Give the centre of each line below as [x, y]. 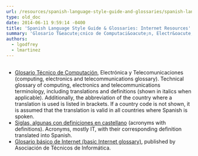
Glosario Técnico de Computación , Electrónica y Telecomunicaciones [99, 73]
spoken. [24, 116]
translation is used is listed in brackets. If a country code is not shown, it [102, 104]
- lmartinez [26, 50]
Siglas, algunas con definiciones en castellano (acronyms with [90, 123]
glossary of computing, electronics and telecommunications [88, 85]
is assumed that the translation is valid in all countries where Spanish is [101, 110]
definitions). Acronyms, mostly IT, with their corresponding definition [98, 129]
